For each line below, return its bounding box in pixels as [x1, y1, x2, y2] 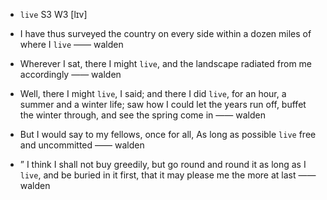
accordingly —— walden [19, 69, 122, 80]
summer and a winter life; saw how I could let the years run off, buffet [19, 99, 307, 110]
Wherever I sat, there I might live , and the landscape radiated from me [19, 58, 313, 69]
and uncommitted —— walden [19, 139, 145, 151]
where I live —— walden [19, 39, 124, 50]
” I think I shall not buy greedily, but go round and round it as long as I [19, 159, 307, 170]
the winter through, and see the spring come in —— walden [19, 109, 266, 121]
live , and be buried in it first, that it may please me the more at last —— [19, 169, 317, 181]
